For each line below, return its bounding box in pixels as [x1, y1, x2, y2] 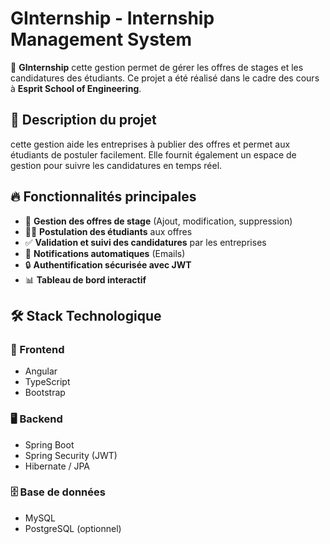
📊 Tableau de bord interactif [24, 273, 147, 286]
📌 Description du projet [10, 112, 157, 129]
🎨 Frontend [10, 342, 65, 356]
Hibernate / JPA [24, 460, 91, 472]
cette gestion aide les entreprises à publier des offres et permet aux [10, 138, 291, 150]
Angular [24, 365, 58, 377]
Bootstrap [24, 387, 66, 399]
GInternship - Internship [10, 7, 215, 30]
